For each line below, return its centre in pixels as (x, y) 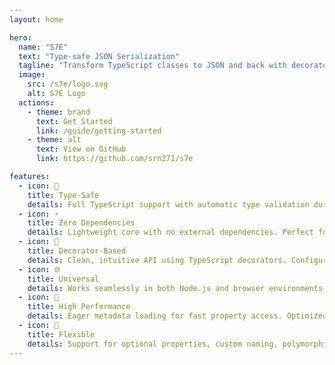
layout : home (36, 19)
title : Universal (63, 279)
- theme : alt (54, 140)
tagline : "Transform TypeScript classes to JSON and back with (152, 66)
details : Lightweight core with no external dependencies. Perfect (170, 232)
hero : (20, 37)
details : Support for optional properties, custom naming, (153, 344)
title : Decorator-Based (77, 251)
